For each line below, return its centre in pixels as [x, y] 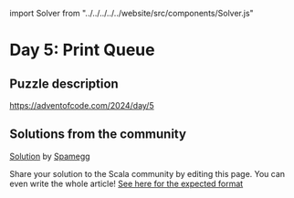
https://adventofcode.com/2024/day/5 [82, 105]
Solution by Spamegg [50, 156]
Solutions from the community [98, 135]
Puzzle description [64, 83]
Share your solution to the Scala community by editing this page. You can [147, 173]
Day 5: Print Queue [82, 50]
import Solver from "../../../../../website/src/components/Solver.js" [131, 13]
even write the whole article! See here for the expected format [126, 183]
